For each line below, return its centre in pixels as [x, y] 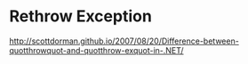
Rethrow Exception [81, 16]
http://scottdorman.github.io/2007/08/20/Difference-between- [124, 41]
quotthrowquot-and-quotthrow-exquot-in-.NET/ [96, 50]
